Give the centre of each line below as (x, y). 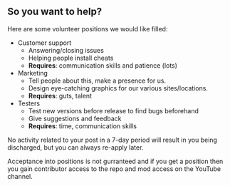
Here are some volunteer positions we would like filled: (88, 29)
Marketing (33, 73)
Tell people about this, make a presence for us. (97, 81)
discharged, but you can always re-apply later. (75, 147)
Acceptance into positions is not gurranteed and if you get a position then (115, 161)
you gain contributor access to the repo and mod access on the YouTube (114, 169)
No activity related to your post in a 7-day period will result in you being (112, 140)
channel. (20, 176)
